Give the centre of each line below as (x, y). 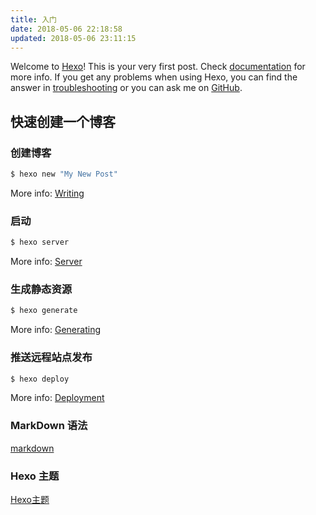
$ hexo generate (44, 311)
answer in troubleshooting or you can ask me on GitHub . (126, 88)
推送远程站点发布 (51, 358)
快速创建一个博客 (63, 121)
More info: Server (46, 262)
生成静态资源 (41, 289)
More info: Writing (47, 193)
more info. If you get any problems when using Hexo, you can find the (154, 77)
